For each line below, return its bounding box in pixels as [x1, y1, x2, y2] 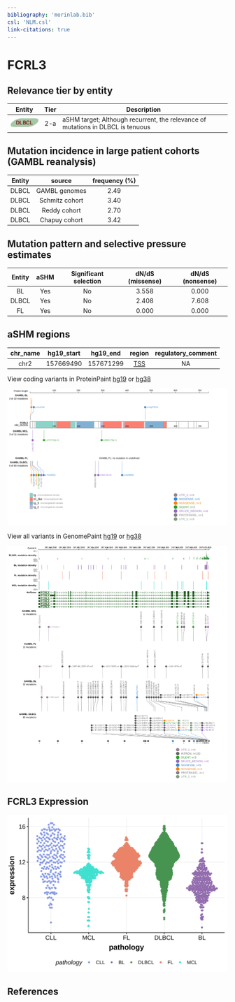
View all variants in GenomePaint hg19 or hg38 [7, 532, 142, 541]
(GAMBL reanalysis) [7, 156, 97, 168]
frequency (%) [92, 176, 136, 184]
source [51, 176, 72, 184]
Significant [71, 269, 104, 277]
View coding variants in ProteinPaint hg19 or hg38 [7, 375, 152, 384]
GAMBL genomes [36, 187, 87, 195]
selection [73, 277, 101, 285]
